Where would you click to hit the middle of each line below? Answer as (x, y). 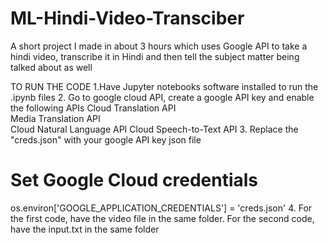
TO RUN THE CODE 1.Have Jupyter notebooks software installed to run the (164, 86)
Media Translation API (55, 118)
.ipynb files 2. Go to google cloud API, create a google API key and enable (162, 97)
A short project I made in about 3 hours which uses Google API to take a (159, 46)
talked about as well (51, 67)
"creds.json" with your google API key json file (106, 139)
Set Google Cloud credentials (134, 180)
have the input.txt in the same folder (85, 229)
